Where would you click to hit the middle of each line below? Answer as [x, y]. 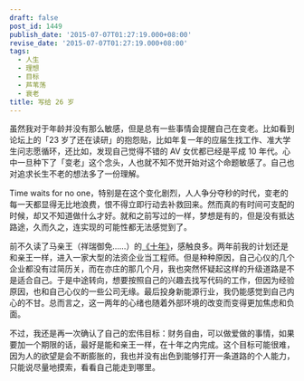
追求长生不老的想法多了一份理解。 [81, 174]
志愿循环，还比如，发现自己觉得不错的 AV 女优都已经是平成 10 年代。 [154, 151]
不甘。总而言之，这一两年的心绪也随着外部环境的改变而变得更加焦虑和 [156, 303]
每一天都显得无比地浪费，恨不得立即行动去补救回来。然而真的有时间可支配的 [152, 205]
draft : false [34, 18]
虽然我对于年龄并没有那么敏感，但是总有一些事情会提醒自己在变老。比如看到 [152, 129]
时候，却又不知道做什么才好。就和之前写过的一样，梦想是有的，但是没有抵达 [152, 216]
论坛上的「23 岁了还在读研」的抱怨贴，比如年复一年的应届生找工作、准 [142, 140]
